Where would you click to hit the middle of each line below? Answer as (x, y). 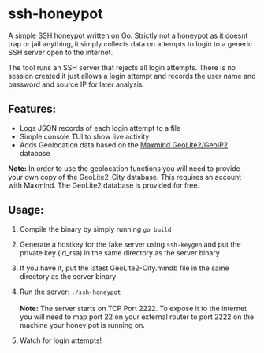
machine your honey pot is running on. (82, 325)
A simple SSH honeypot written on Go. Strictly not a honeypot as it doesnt (128, 35)
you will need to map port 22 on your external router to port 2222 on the (137, 317)
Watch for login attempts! (61, 340)
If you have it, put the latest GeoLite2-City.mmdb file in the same (125, 268)
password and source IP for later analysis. (76, 84)
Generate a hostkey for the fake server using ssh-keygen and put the (130, 244)
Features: (32, 109)
